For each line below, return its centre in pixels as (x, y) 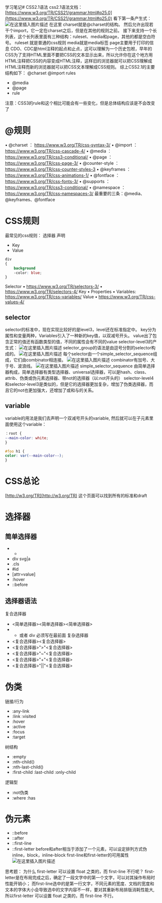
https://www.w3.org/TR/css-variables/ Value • (51, 297)
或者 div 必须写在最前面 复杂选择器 (54, 635)
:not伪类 (20, 792)
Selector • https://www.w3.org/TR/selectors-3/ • (54, 287)
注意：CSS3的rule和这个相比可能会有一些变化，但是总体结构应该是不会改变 (80, 103)
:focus (18, 732)
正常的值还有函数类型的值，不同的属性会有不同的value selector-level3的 (81, 342)
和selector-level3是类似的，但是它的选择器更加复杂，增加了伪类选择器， (77, 384)
